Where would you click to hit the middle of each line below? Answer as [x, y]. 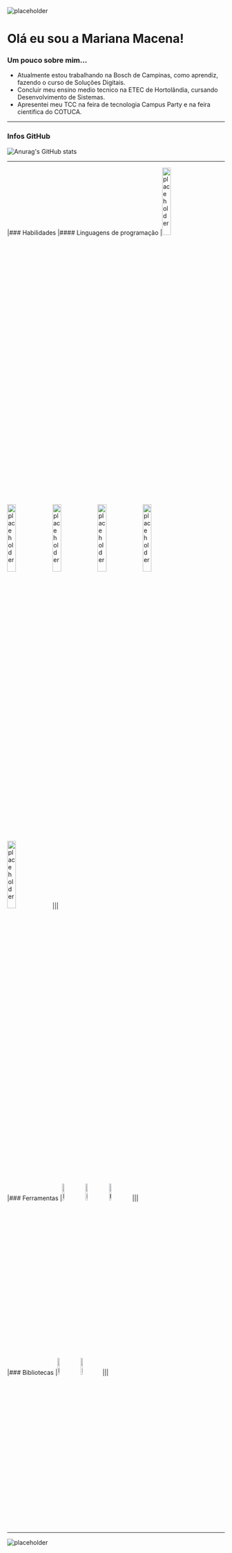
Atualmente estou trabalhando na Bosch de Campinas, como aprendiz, [118, 75]
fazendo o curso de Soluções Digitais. [71, 83]
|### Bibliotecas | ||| [58, 1372]
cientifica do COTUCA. [49, 112]
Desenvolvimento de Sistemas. [61, 97]
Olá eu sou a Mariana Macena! [96, 39]
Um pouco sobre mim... [47, 60]
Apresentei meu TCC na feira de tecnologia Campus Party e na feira [114, 105]
